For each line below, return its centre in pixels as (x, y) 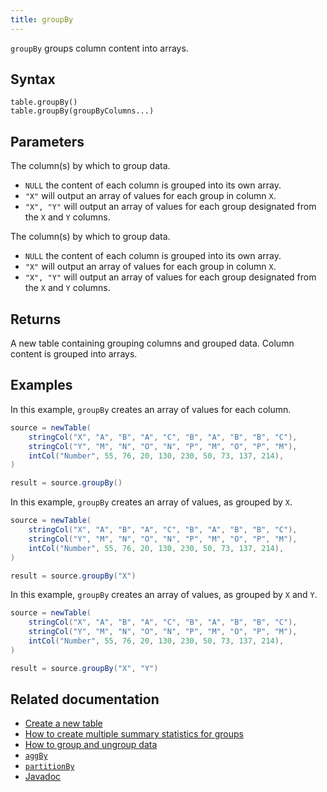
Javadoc (43, 777)
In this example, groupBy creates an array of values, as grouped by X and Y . (164, 595)
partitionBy (49, 767)
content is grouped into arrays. (74, 354)
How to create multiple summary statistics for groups (134, 734)
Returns (36, 319)
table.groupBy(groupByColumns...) (82, 111)
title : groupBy (42, 19)
